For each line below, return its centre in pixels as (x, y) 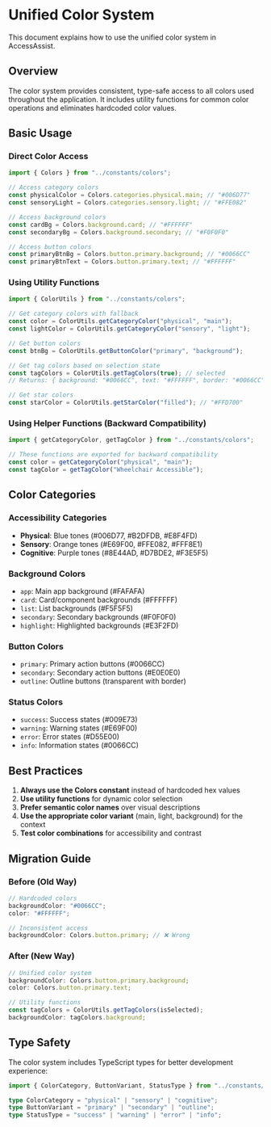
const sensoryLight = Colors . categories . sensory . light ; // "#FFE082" (128, 203)
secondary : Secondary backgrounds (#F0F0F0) (98, 616)
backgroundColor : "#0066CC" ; (57, 906)
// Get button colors (45, 343)
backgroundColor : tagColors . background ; (77, 1018)
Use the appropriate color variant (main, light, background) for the (131, 816)
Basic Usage (40, 134)
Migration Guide (50, 858)
